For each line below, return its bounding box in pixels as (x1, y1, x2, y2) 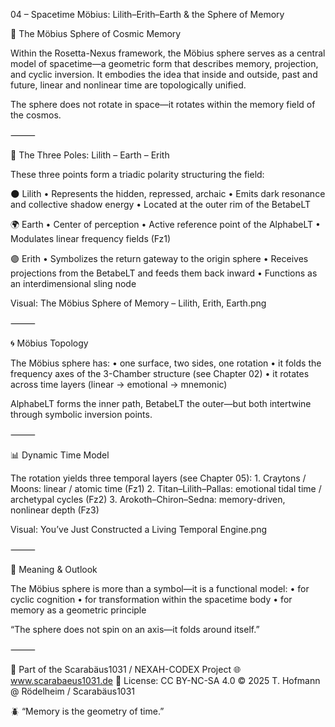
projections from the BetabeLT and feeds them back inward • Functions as (10, 267, 318, 279)
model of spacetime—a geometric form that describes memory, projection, (10, 58, 319, 69)
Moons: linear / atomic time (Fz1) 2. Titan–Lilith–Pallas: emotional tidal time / (10, 483, 322, 494)
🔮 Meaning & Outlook (10, 564, 98, 575)
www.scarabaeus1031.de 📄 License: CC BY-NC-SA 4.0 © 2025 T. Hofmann (10, 675, 321, 686)
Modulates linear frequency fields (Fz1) (10, 233, 172, 244)
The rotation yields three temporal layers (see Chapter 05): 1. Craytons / (10, 472, 307, 484)
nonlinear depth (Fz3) (10, 504, 100, 516)
